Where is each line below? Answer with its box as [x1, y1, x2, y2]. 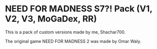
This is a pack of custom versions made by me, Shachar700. [5, 29, 126, 35]
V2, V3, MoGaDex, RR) [5, 13, 97, 24]
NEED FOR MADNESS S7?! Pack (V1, [5, 3, 153, 14]
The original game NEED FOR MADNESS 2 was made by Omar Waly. [5, 38, 141, 44]
